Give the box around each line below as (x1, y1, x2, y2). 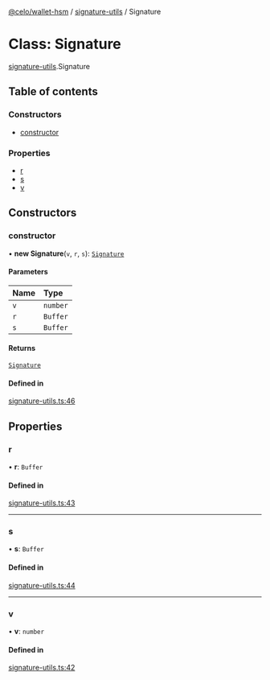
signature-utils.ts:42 (8, 663, 76, 673)
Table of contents (8, 84, 98, 99)
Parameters (8, 267, 48, 277)
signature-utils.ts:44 (8, 580, 76, 590)
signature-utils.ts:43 (8, 498, 76, 508)
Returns (8, 344, 36, 353)
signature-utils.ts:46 (8, 396, 76, 406)
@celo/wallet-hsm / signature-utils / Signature (8, 7, 162, 16)
